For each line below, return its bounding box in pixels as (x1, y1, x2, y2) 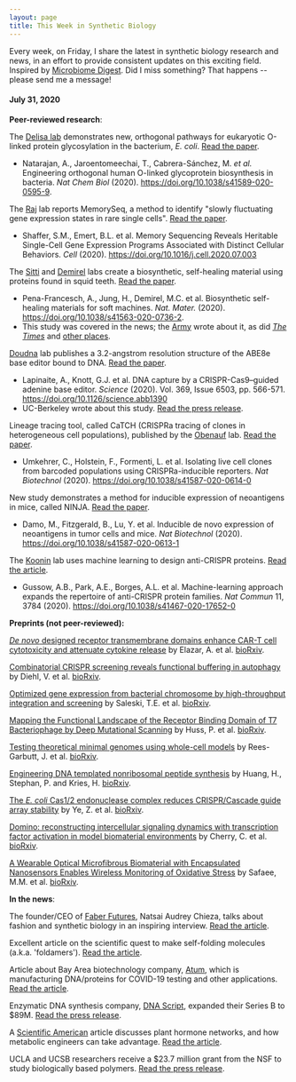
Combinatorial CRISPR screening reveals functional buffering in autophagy (9, 661, 281, 672)
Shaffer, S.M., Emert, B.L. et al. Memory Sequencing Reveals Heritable (21, 230, 278, 241)
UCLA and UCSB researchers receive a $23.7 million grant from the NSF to (9, 1054, 282, 1064)
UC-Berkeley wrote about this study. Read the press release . (21, 402, 244, 413)
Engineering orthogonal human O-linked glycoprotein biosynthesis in (21, 167, 274, 178)
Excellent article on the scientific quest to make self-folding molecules (9, 937, 266, 948)
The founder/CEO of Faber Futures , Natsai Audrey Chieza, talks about (9, 911, 264, 921)
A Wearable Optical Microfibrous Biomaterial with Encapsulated (9, 857, 241, 868)
